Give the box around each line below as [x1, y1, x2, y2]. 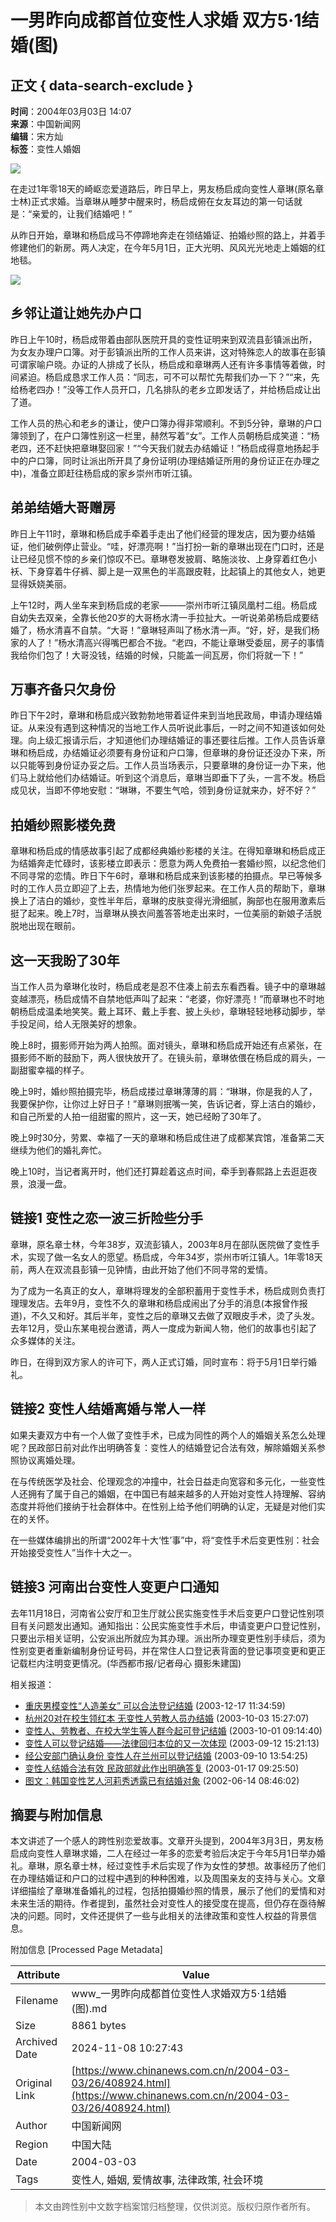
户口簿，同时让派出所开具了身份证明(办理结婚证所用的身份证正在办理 [27, 454, 312, 466]
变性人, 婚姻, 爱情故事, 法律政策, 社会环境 [71, 2173, 263, 2187]
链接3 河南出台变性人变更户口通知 [10, 1579, 220, 1596]
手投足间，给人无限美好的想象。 [10, 1018, 142, 1030]
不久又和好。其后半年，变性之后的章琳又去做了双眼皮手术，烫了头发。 [31, 1309, 321, 1321]
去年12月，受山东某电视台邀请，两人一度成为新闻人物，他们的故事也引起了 [10, 1322, 318, 1334]
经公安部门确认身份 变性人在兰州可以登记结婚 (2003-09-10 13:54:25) [24, 1749, 309, 1761]
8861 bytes [71, 2019, 127, 2033]
